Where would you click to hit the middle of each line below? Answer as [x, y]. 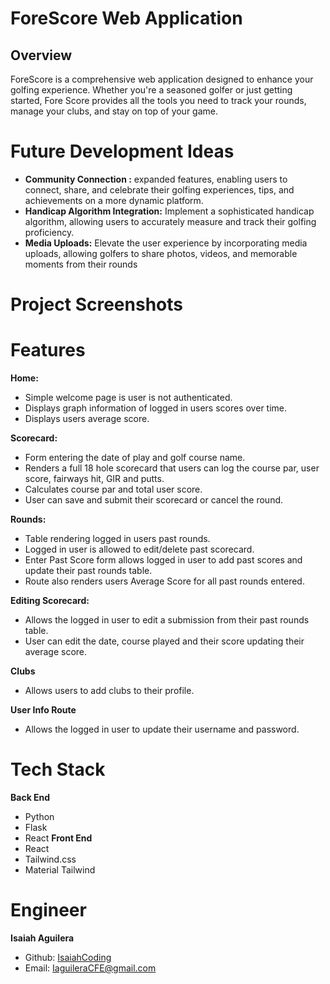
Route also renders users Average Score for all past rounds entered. [164, 581]
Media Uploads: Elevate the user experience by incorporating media [166, 243]
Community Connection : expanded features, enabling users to [156, 179]
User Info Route [43, 710]
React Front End [58, 838]
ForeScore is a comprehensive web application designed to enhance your [162, 79]
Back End [30, 797]
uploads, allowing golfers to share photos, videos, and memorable [161, 253]
